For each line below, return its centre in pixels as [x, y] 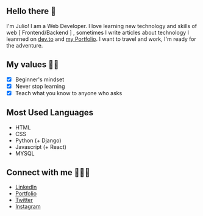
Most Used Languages [50, 113]
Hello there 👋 [31, 11]
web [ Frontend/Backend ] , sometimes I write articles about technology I [98, 32]
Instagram [28, 207]
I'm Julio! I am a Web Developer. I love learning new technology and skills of [102, 26]
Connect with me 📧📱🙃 [48, 172]
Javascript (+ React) [41, 146]
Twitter [24, 200]
